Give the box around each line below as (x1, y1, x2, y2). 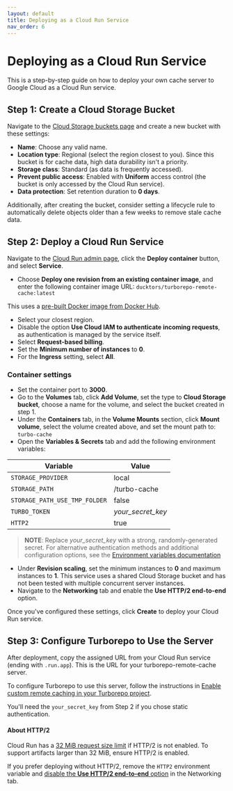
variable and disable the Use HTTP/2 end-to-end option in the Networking (7, 769, 221, 778)
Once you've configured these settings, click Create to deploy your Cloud (7, 607, 219, 616)
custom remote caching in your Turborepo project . (7, 689, 152, 698)
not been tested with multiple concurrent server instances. (17, 579, 186, 588)
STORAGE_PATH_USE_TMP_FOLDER (10, 497, 107, 504)
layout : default (7, 10, 54, 17)
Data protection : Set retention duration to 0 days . (17, 187, 160, 195)
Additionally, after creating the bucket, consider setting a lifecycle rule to (7, 201, 216, 209)
